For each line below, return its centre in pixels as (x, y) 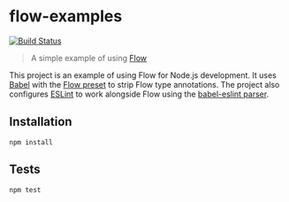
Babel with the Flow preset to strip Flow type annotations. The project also (144, 84)
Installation (41, 122)
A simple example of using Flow (89, 58)
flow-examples (66, 16)
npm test (25, 190)
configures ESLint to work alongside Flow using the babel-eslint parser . (139, 94)
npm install (31, 142)
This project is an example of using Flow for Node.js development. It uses (143, 75)
